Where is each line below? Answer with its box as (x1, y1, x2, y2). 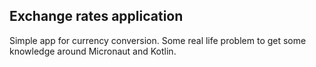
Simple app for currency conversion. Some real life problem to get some (9, 34, 307, 46)
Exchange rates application (9, 8, 184, 25)
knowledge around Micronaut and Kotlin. (9, 45, 177, 57)
